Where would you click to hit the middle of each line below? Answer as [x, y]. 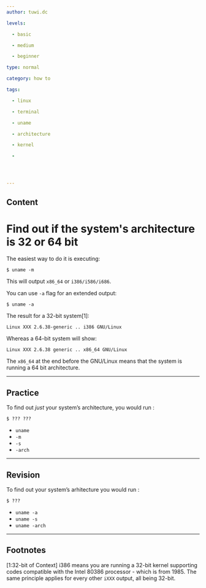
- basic [22, 34]
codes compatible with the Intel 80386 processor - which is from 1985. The [101, 571]
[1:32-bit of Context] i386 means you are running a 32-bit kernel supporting [102, 565]
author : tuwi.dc [27, 12]
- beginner [26, 56]
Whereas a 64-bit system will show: [51, 339]
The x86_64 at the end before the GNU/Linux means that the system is [94, 361]
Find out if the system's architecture [101, 229]
